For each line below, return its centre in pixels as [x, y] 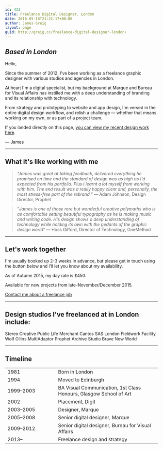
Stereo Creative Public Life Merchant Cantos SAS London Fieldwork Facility [81, 334]
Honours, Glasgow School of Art [95, 394]
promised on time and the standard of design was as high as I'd [81, 179]
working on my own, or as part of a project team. [54, 118]
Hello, [11, 63]
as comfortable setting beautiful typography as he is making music [84, 214]
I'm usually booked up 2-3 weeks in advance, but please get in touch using [80, 261]
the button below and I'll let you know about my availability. [64, 266]
